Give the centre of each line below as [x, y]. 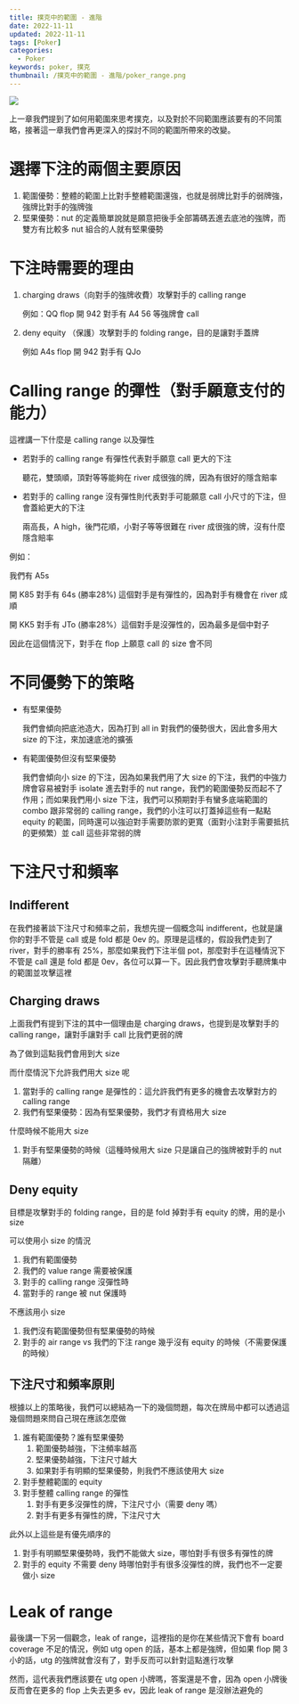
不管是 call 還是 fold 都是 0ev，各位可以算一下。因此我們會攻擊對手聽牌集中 [148, 961]
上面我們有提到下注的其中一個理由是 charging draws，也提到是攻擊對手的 [144, 1024]
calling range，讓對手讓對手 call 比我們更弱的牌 [96, 1035]
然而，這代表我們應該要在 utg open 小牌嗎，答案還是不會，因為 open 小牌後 [148, 1679]
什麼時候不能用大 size [49, 1131]
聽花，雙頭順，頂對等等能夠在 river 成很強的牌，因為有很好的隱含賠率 [149, 477]
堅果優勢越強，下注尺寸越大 [86, 1459]
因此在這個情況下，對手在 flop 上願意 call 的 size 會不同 [111, 643]
